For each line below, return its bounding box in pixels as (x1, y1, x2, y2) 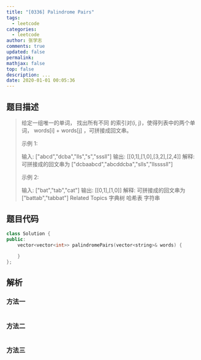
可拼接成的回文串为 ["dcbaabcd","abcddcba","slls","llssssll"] (21, 160, 173, 167)
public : (6, 236, 26, 242)
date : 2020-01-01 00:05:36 (6, 77, 75, 83)
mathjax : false (6, 60, 45, 66)
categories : (6, 26, 37, 33)
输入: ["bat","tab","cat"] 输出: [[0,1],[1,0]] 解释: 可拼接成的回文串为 (21, 186, 186, 194)
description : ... (6, 72, 51, 78)
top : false (6, 66, 34, 72)
